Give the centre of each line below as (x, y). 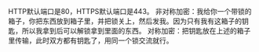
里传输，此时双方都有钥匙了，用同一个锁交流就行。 (91, 40)
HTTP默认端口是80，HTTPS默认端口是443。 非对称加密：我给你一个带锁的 (130, 11)
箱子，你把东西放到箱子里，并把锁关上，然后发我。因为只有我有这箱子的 (125, 21)
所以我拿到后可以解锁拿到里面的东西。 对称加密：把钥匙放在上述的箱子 (136, 31)
